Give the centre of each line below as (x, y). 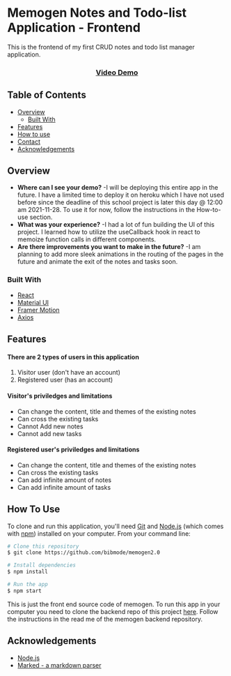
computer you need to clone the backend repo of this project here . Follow (113, 611)
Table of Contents (47, 95)
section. (41, 217)
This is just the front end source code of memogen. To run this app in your (114, 604)
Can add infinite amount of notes (64, 480)
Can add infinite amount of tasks (64, 487)
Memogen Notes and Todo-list (97, 13)
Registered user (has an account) (65, 380)
